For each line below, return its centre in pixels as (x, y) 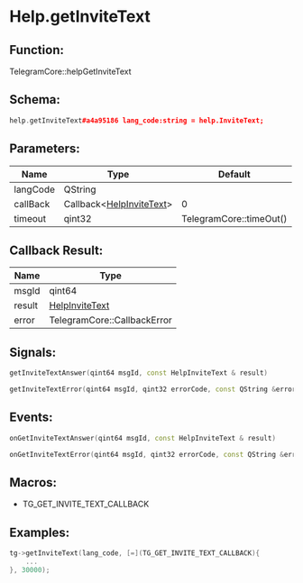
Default (234, 174)
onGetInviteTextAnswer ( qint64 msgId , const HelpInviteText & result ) (143, 438)
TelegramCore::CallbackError (111, 320)
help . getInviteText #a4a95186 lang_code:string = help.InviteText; (137, 120)
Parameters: (45, 149)
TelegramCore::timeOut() (234, 218)
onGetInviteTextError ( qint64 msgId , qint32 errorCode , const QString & (147, 454)
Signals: (33, 352)
